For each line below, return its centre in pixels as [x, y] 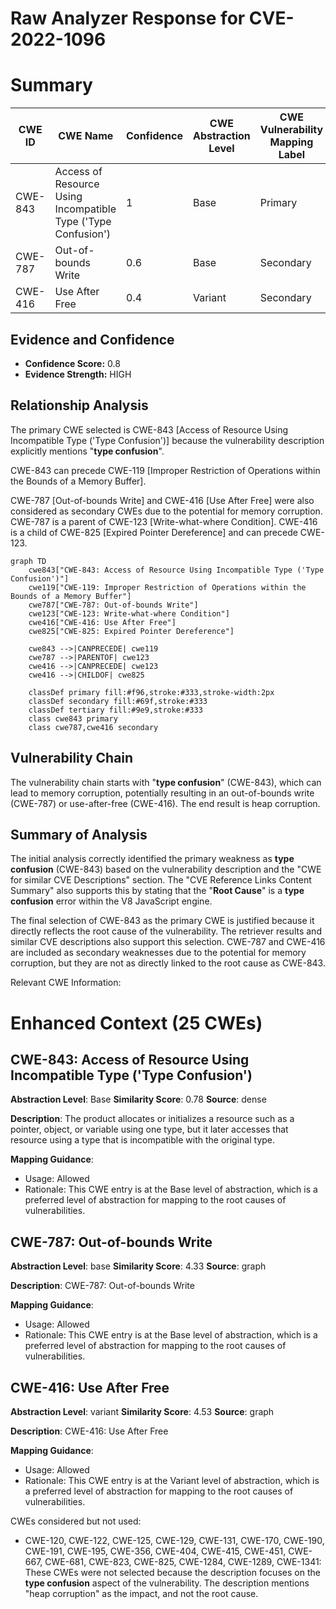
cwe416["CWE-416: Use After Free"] [102, 622]
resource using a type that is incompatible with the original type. [143, 1140]
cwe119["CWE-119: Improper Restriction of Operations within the [167, 587]
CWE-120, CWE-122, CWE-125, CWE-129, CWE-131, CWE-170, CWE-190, [174, 1540]
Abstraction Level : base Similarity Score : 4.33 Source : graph [138, 1266]
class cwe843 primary [73, 718]
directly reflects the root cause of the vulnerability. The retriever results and [166, 931]
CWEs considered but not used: [76, 1521]
